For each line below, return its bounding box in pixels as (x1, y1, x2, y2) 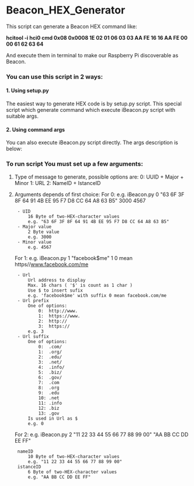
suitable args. (6, 112, 39, 120)
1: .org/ (38, 349, 63, 355)
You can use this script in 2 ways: (6, 73, 103, 81)
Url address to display (27, 277, 86, 283)
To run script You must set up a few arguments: (6, 160, 143, 168)
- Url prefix (17, 297, 49, 303)
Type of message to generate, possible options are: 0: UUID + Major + (14, 173, 184, 180)
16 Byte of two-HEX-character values (27, 213, 120, 220)
